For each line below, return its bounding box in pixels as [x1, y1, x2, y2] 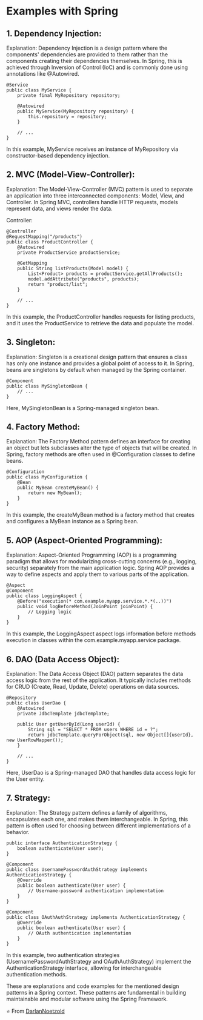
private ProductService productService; [17, 250, 121, 256]
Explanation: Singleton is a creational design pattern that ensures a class [6, 353, 188, 360]
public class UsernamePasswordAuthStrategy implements [6, 866, 148, 873]
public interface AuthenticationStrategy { [6, 840, 118, 846]
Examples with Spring [6, 4, 119, 18]
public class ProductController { [6, 239, 94, 245]
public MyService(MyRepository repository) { [17, 108, 135, 114]
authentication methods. [6, 970, 67, 978]
